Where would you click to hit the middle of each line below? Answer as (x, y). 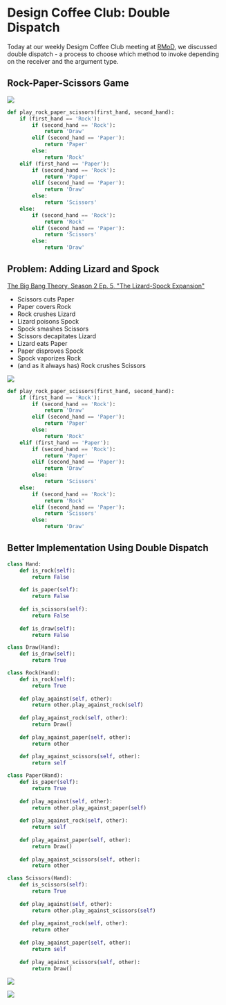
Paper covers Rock (44, 306)
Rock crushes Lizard (46, 314)
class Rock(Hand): (34, 673)
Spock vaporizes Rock (49, 358)
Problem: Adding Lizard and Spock (83, 269)
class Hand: (24, 564)
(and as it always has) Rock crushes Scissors (82, 365)
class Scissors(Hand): (40, 878)
